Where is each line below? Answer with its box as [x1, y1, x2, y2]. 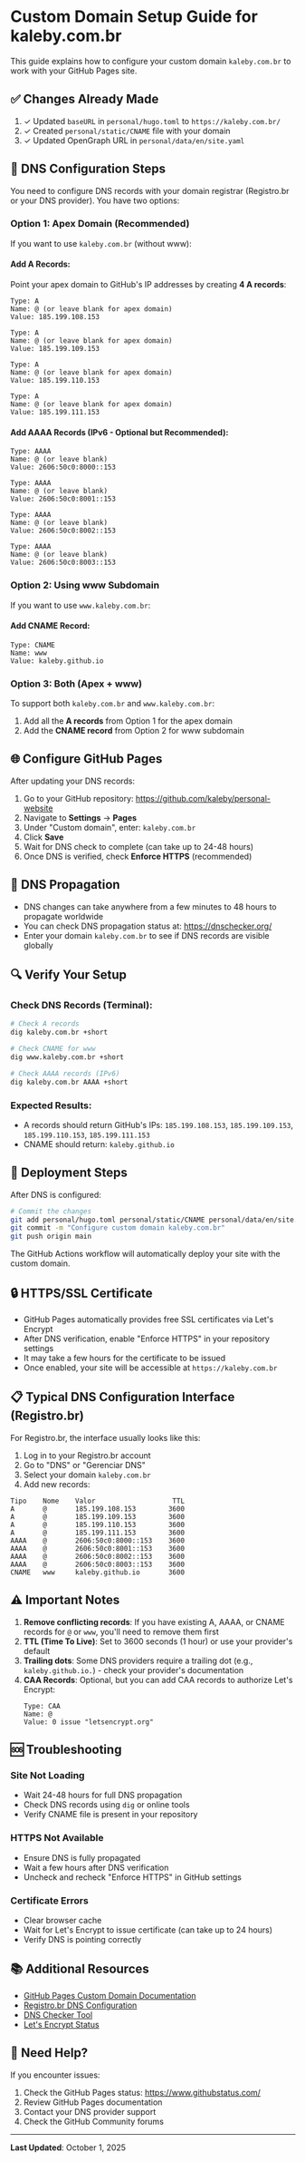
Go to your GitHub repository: [23, 793, 134, 803]
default [23, 1645, 51, 1656]
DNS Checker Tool [23, 2009, 93, 2020]
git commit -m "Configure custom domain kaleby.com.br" [10, 1223, 225, 1232]
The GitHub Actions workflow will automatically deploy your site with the [10, 1249, 281, 1260]
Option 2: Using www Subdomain [10, 579, 160, 591]
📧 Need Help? [10, 2045, 89, 2060]
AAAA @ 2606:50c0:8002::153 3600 [10, 1552, 185, 1561]
